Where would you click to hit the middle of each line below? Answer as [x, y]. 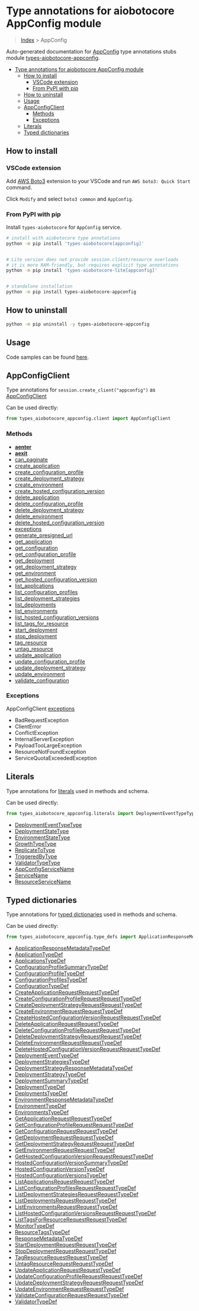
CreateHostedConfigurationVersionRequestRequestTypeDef [88, 1018]
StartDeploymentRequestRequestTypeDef [66, 1245]
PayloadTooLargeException [48, 745]
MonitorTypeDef [35, 1226]
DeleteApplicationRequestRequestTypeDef [67, 1024]
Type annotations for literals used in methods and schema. [78, 791]
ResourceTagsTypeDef [42, 1232]
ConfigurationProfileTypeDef [49, 974]
